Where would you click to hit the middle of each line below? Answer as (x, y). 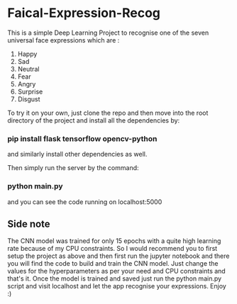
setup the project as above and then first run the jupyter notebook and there (118, 256)
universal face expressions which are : (64, 40)
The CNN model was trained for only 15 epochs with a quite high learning (114, 241)
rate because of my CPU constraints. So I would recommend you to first (112, 249)
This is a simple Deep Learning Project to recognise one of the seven (108, 33)
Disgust (29, 99)
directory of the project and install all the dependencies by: (94, 120)
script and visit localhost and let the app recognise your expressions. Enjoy (117, 286)
